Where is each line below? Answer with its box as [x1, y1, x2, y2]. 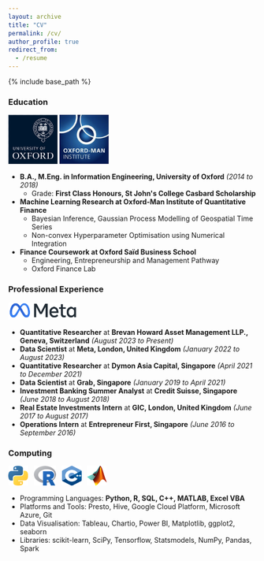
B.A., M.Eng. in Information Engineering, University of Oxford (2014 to [19, 172, 254, 181]
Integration [31, 239, 67, 248]
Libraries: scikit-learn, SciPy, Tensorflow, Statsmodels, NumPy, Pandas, [19, 535, 252, 544]
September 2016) [19, 428, 76, 437]
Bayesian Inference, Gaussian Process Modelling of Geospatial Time [31, 214, 254, 224]
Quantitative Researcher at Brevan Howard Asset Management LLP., [19, 327, 248, 336]
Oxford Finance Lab [31, 264, 96, 273]
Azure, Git [19, 510, 53, 519]
